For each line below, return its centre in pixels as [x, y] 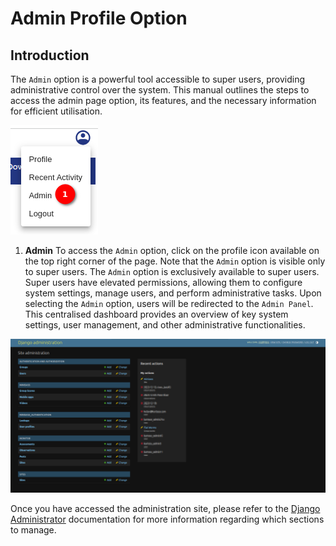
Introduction [50, 55]
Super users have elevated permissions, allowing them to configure [163, 282]
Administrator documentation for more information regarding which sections [167, 519]
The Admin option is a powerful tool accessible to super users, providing [158, 79]
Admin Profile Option [99, 18]
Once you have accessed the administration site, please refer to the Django [165, 509]
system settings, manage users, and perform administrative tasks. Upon [173, 293]
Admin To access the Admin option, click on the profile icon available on [172, 250]
